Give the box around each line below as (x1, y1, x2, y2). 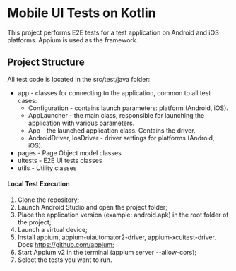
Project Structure (7, 56, 85, 68)
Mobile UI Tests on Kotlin (7, 5, 156, 21)
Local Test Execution (7, 180, 70, 188)
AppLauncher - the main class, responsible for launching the (28, 111, 205, 119)
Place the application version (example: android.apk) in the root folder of (17, 210, 229, 219)
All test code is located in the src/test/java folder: (7, 75, 151, 83)
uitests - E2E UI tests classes (17, 156, 102, 164)
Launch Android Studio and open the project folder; (17, 203, 168, 211)
